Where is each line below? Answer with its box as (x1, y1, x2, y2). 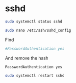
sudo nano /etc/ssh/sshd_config (5, 28, 71, 33)
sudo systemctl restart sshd (5, 73, 65, 78)
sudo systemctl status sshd (5, 19, 63, 24)
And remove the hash (5, 55, 49, 61)
